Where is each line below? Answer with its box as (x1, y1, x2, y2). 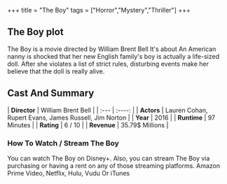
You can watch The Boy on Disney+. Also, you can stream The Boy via (7, 154, 210, 162)
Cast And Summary (7, 87, 95, 99)
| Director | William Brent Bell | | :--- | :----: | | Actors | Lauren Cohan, (7, 106, 208, 114)
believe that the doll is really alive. (7, 66, 105, 76)
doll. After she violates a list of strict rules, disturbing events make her (7, 59, 209, 68)
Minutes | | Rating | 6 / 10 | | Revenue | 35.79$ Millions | (7, 120, 169, 129)
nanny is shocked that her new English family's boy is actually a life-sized (7, 52, 219, 60)
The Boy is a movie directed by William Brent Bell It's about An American (7, 45, 216, 53)
